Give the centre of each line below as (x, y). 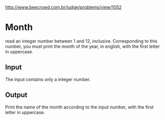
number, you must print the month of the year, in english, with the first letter (82, 46)
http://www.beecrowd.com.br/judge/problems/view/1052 (63, 7)
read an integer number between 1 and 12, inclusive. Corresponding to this (81, 41)
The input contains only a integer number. (48, 79)
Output (16, 95)
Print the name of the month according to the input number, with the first (80, 107)
